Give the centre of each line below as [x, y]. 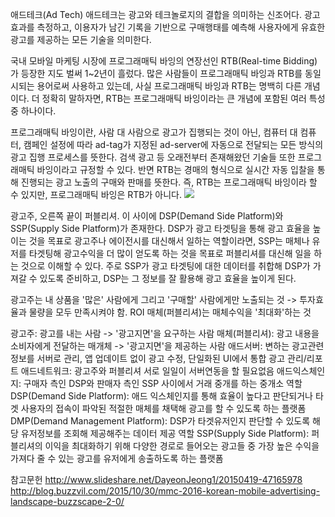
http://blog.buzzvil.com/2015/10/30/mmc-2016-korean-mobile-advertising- [165, 491]
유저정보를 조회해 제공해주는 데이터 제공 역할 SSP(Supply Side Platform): [165, 433]
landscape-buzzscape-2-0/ [67, 501]
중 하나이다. [33, 111]
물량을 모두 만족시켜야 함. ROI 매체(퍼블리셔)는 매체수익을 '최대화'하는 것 [170, 312]
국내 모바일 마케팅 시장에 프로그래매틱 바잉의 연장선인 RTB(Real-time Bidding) [164, 61]
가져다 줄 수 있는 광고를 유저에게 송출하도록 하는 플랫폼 [117, 458]
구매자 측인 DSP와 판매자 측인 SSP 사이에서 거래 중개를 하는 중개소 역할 [163, 383]
